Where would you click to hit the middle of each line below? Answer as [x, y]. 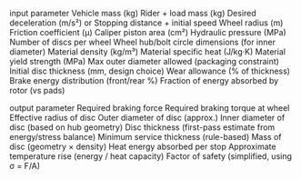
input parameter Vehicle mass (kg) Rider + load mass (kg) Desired [133, 13]
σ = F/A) [25, 166]
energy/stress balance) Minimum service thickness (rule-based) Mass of [145, 137]
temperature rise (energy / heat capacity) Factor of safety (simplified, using [151, 156]
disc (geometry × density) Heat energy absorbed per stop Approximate [143, 146]
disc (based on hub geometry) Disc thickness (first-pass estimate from [142, 127]
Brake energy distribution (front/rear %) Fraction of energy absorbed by [144, 80]
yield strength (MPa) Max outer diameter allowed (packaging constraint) [145, 61]
